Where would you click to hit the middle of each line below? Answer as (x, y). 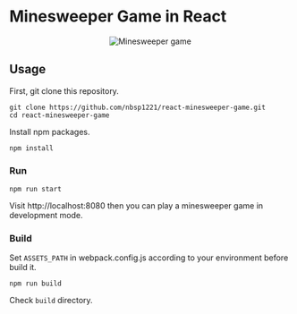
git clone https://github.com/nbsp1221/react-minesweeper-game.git (138, 107)
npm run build (36, 284)
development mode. (46, 216)
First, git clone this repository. (64, 90)
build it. (23, 267)
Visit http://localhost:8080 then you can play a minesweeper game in (136, 206)
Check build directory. (51, 301)
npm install (31, 148)
